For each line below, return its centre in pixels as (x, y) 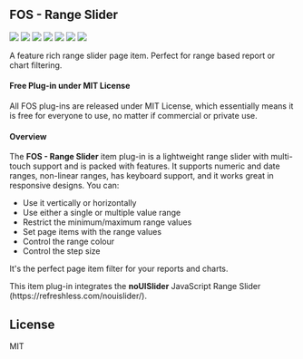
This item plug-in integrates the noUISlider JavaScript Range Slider (135, 286)
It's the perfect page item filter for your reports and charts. (119, 269)
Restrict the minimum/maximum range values (107, 222)
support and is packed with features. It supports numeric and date (156, 166)
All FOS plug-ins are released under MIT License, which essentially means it (151, 106)
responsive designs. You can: (64, 186)
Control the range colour (68, 242)
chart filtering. (36, 65)
